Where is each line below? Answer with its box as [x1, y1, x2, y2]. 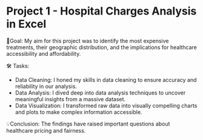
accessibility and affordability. [6, 50, 81, 57]
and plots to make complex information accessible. [15, 108, 142, 116]
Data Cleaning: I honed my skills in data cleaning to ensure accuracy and [15, 76, 197, 83]
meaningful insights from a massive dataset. [15, 95, 126, 102]
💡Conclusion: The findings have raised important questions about [6, 120, 170, 127]
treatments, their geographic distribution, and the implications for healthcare [6, 44, 197, 51]
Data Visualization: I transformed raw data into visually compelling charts [15, 102, 198, 109]
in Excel [6, 17, 47, 31]
